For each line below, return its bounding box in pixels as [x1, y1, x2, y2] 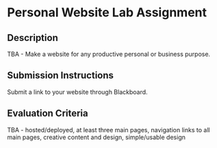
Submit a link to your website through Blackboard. [7, 87, 149, 96]
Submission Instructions [7, 70, 114, 81]
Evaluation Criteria [7, 108, 88, 119]
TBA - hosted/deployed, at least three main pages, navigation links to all [7, 125, 210, 134]
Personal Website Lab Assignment [7, 5, 207, 20]
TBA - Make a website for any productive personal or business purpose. [7, 50, 211, 58]
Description [7, 32, 58, 44]
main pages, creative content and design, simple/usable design [7, 133, 186, 141]
